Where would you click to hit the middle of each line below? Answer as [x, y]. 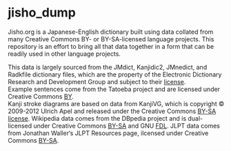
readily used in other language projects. [64, 54]
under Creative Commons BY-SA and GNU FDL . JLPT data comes [127, 125]
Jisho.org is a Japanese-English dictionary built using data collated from [111, 32]
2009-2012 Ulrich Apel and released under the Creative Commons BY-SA [112, 111]
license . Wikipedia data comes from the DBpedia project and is [97, 118]
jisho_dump [42, 13]
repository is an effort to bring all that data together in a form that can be [111, 46]
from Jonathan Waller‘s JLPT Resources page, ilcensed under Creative [108, 133]
